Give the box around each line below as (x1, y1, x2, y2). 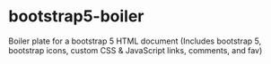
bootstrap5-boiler (8, 6, 144, 27)
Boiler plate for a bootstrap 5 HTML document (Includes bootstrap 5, (8, 36, 262, 46)
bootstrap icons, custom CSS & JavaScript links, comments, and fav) (8, 44, 263, 55)
